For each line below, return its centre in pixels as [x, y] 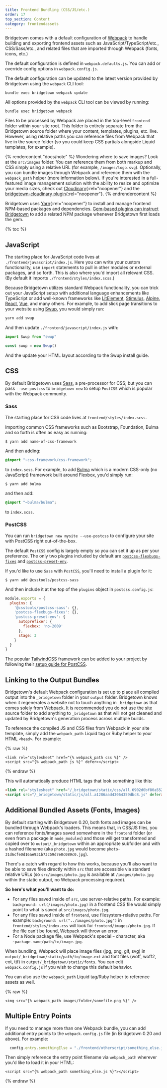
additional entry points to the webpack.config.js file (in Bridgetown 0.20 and [83, 1033]
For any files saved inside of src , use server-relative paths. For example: [86, 899]
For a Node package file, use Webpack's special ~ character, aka [79, 936]
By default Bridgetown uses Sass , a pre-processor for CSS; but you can [79, 383]
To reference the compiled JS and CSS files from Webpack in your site [78, 728]
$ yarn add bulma [23, 484]
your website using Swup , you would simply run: [55, 309]
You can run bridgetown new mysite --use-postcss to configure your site [80, 536]
